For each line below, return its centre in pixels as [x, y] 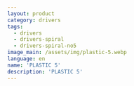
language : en [26, 59]
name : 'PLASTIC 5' [34, 65]
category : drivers [34, 20]
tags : [15, 26]
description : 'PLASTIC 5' [45, 71]
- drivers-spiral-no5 [45, 46]
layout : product [31, 14]
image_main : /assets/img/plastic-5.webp [67, 53]
